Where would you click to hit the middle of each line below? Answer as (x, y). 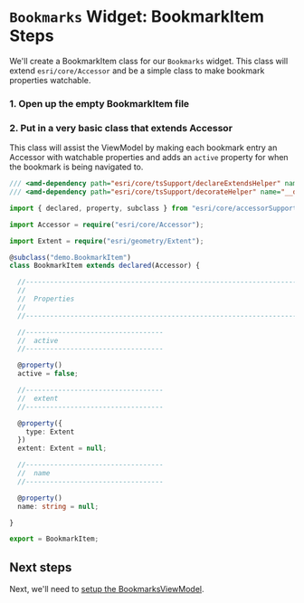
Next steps (41, 567)
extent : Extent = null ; (62, 449)
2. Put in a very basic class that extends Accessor (121, 128)
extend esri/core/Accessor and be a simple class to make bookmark (137, 71)
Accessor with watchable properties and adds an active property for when (149, 158)
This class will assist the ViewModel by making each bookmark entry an (143, 148)
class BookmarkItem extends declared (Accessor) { (105, 266)
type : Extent (50, 432)
